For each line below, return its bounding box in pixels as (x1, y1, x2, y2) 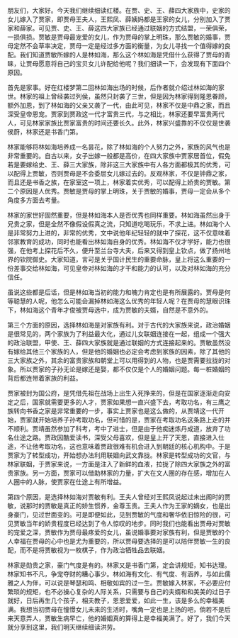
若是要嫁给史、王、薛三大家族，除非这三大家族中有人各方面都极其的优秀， (7, 160, 225, 169)
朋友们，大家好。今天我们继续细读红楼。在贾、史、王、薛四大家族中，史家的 (7, 6, 231, 14)
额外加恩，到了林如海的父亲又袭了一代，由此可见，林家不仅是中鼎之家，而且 (7, 101, 231, 109)
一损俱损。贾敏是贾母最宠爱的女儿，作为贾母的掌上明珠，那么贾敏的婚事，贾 (7, 33, 231, 41)
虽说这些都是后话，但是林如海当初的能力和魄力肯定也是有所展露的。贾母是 (7, 288, 225, 296)
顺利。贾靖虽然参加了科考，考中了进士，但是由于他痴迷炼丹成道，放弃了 (13, 425, 225, 432)
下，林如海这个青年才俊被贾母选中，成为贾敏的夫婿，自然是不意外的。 (7, 306, 212, 314)
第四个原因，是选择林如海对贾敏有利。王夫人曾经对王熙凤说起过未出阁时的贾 (7, 493, 231, 501)
